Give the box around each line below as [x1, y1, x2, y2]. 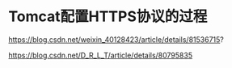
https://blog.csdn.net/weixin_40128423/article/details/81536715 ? [8, 34, 224, 45]
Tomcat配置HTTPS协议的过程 [8, 7, 208, 26]
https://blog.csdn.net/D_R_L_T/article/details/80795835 [8, 50, 192, 60]
